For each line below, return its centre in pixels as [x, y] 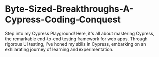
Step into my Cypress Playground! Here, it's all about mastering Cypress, [80, 33]
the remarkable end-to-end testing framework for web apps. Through [76, 39]
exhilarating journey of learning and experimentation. [59, 49]
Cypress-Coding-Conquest [63, 20]
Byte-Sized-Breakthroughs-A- [69, 9]
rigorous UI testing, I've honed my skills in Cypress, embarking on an [76, 44]
